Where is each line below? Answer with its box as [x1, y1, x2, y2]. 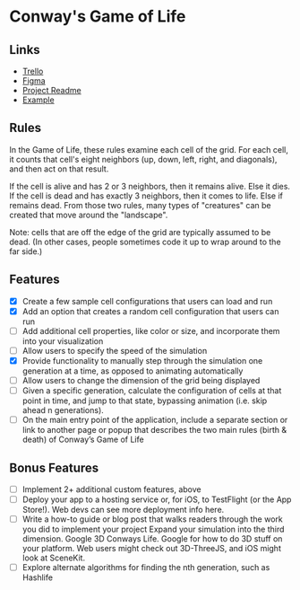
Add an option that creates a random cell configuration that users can [21, 305, 279, 316]
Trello [21, 66, 44, 76]
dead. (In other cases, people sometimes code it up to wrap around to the [9, 236, 281, 247]
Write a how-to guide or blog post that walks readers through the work [21, 514, 284, 524]
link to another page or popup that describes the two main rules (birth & [21, 425, 287, 436]
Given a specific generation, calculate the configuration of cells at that [21, 385, 282, 396]
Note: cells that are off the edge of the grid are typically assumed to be [9, 226, 271, 237]
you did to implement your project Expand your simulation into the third [21, 524, 285, 535]
